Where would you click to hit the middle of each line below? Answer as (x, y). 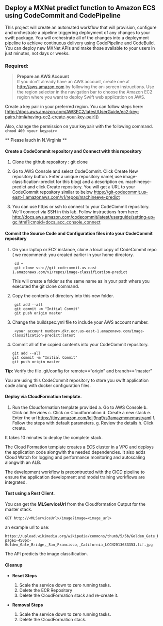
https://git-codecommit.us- (121, 192)
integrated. (16, 482)
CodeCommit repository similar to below (52, 192)
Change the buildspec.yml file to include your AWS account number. (80, 322)
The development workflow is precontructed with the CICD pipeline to (75, 472)
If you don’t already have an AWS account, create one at (73, 82)
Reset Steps (24, 576)
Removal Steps (27, 605)
